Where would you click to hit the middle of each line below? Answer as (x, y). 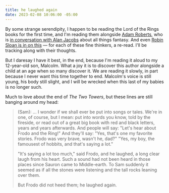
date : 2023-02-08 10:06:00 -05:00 (42, 15)
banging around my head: (32, 102)
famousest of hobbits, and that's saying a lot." (65, 144)
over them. (29, 175)
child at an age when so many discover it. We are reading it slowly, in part (82, 71)
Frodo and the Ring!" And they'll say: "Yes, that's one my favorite (85, 133)
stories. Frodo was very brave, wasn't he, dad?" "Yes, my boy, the (86, 139)
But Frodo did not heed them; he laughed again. (67, 185)
